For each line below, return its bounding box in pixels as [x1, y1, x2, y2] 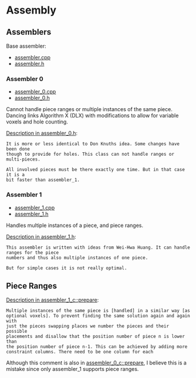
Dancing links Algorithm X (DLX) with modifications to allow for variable [6, 112, 179, 119]
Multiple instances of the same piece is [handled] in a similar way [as [6, 308, 191, 314]
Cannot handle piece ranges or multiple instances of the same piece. [6, 106, 173, 113]
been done [6, 146, 31, 152]
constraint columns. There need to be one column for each [6, 349, 154, 355]
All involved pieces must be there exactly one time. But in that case [6, 167, 185, 173]
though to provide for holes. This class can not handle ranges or [6, 151, 175, 158]
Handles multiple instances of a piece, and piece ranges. [6, 222, 144, 229]
